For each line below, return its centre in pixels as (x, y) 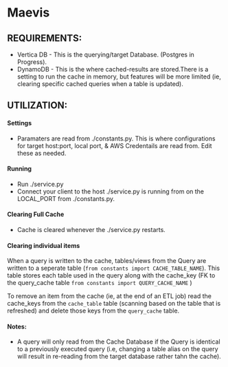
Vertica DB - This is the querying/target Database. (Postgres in (105, 54)
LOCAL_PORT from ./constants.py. (66, 198)
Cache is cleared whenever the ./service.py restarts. (91, 230)
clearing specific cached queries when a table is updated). (100, 84)
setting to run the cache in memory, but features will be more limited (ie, (119, 76)
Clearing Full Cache (36, 214)
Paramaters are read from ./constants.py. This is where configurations (116, 138)
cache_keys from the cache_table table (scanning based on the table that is (114, 304)
